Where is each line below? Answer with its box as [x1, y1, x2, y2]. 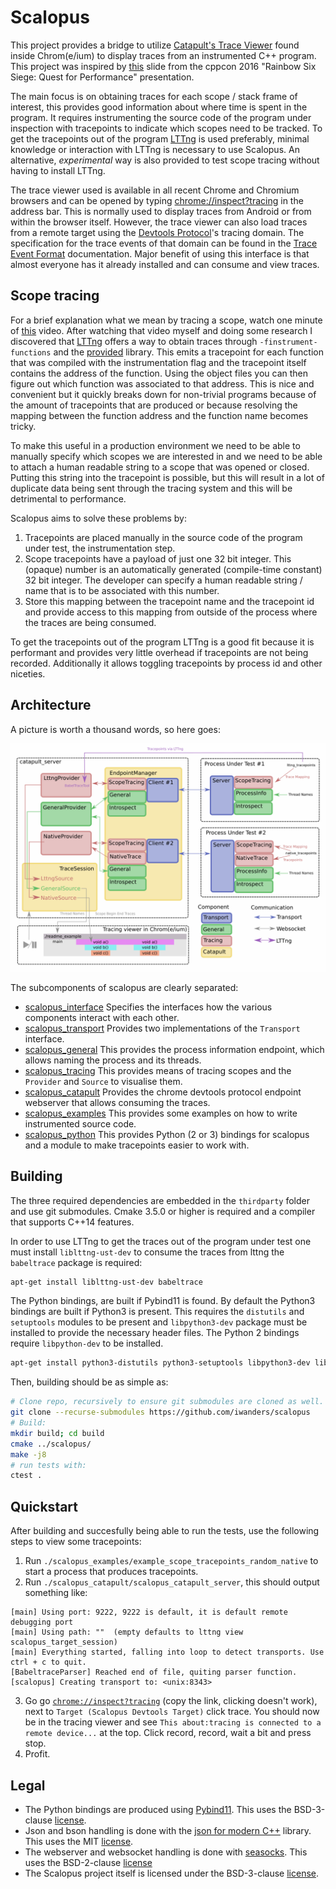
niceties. [10, 667, 46, 680]
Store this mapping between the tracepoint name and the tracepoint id [24, 595, 315, 607]
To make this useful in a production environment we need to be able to [10, 439, 301, 451]
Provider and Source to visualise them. [24, 1075, 183, 1087]
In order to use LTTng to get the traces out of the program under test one [10, 1235, 312, 1247]
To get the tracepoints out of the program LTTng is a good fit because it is [10, 636, 315, 648]
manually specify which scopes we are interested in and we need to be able [10, 450, 323, 462]
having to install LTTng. [10, 164, 106, 176]
